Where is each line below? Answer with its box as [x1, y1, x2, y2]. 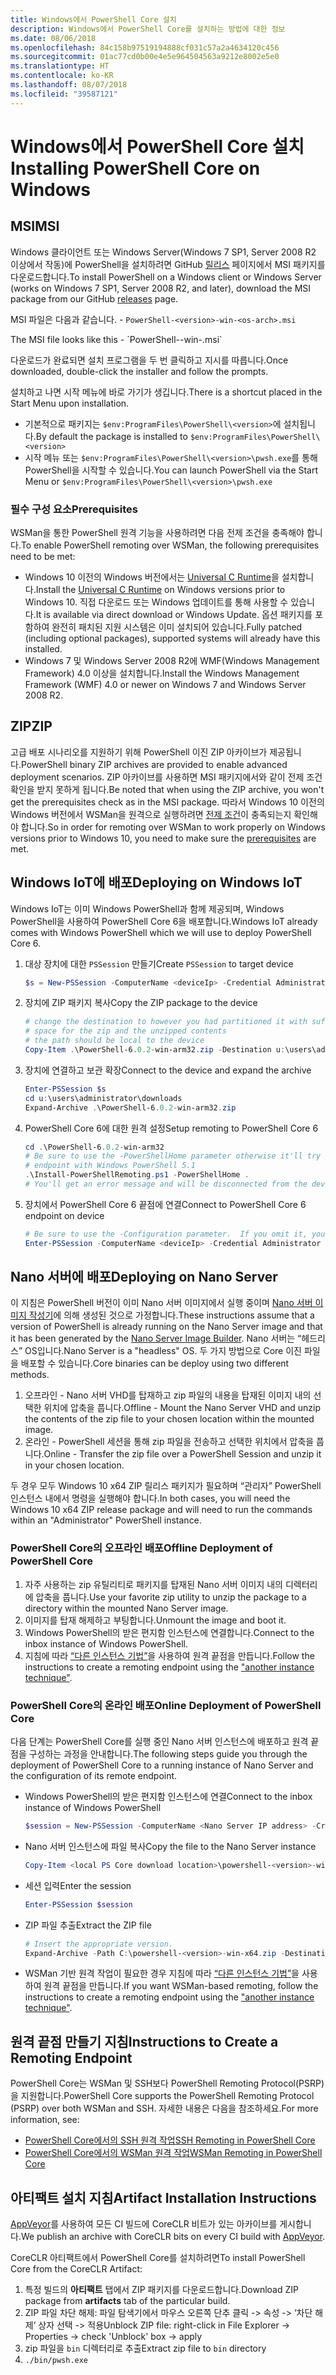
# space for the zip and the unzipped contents [24, 1026, 227, 1036]
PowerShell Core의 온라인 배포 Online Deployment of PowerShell [10, 1698, 322, 1712]
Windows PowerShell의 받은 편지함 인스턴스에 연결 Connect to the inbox [24, 1791, 313, 1803]
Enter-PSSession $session [24, 1899, 133, 1910]
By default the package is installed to [35, 430, 188, 442]
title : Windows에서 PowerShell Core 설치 [10, 14, 177, 25]
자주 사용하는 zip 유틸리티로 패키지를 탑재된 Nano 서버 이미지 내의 [24, 1578, 284, 1590]
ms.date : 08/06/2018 [10, 33, 97, 43]
